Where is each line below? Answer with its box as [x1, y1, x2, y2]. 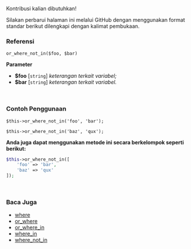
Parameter [6, 61, 32, 68]
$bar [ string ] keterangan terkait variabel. [14, 79, 117, 86]
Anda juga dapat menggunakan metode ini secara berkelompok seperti [6, 138, 184, 146]
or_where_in [14, 224, 45, 231]
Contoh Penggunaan [6, 105, 67, 113]
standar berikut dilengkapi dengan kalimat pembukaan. [6, 23, 140, 29]
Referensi [6, 37, 34, 45]
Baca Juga [6, 198, 37, 207]
